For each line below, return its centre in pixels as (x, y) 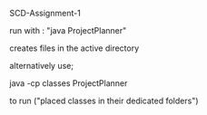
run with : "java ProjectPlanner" (68, 30)
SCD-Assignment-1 (45, 13)
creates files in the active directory (74, 48)
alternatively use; (42, 66)
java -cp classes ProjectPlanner (69, 83)
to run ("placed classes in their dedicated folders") (104, 101)
